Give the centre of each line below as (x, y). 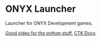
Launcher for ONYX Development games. (49, 23)
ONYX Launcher (41, 9)
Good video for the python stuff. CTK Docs (50, 33)
